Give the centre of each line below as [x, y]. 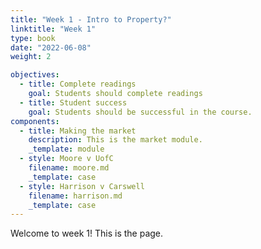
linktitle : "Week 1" [53, 29]
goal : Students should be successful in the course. [140, 112]
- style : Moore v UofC [66, 159]
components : [35, 121]
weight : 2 [31, 57]
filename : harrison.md [75, 196]
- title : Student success [73, 102]
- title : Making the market [78, 131]
